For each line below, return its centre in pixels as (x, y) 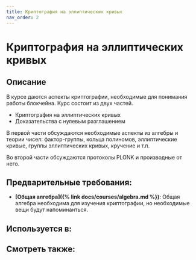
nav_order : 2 (23, 17)
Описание (26, 82)
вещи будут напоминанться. (52, 210)
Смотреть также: (41, 249)
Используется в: (39, 228)
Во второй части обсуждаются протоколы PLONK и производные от (94, 157)
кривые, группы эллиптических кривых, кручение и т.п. (78, 146)
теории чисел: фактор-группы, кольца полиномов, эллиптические (92, 139)
